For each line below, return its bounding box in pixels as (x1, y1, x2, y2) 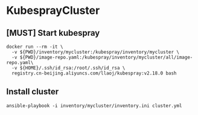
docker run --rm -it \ (6, 44, 63, 50)
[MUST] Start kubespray (6, 28, 100, 38)
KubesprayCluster (6, 4, 100, 18)
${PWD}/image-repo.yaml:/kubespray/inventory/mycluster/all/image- (19, 54, 193, 61)
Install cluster (6, 87, 59, 97)
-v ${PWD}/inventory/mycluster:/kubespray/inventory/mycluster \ (11, 49, 180, 55)
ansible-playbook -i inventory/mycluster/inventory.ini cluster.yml (6, 102, 182, 109)
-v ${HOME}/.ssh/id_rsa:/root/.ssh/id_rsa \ (11, 65, 126, 71)
